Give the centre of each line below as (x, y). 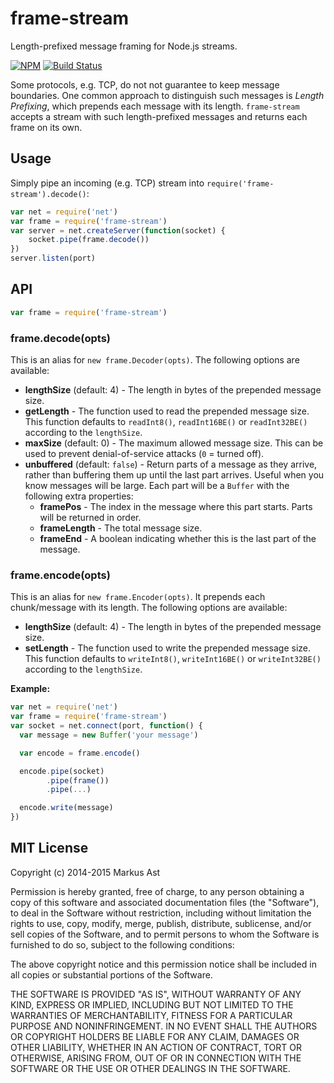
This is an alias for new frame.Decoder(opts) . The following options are (155, 359)
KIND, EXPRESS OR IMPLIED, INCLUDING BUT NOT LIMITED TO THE (152, 1004)
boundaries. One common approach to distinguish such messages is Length (167, 95)
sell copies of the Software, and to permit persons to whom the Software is (165, 934)
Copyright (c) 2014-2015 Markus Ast (85, 872)
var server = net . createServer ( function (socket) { (118, 230)
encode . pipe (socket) (62, 771)
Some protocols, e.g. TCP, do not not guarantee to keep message (145, 84)
